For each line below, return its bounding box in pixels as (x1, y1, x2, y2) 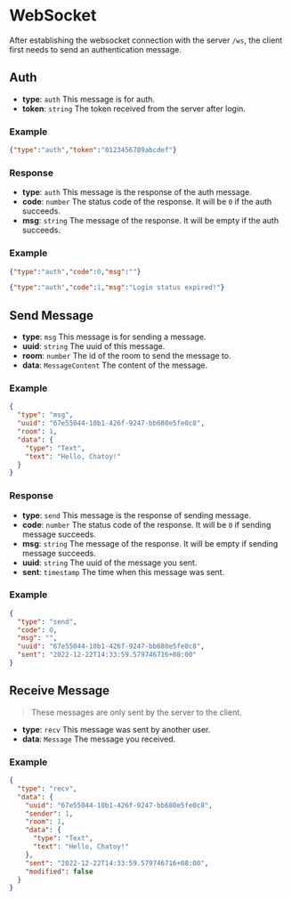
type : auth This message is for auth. (21, 93, 156, 104)
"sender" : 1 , (25, 809, 74, 818)
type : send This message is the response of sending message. (21, 509, 252, 521)
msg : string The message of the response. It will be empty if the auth (21, 215, 279, 226)
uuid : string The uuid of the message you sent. (21, 557, 198, 568)
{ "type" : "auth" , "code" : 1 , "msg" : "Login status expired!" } (9, 283, 225, 292)
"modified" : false (25, 867, 93, 876)
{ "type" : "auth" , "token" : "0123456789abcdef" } (9, 146, 177, 155)
